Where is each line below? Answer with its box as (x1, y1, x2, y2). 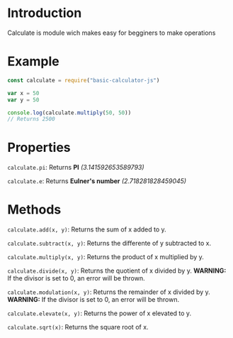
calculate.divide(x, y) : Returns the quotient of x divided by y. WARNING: (7, 266, 227, 275)
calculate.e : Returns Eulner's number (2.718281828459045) (7, 177, 186, 185)
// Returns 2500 (7, 116, 55, 123)
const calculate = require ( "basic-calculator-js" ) (7, 77, 160, 84)
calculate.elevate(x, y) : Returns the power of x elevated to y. (7, 309, 192, 317)
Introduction (7, 5, 82, 21)
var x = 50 (7, 89, 40, 97)
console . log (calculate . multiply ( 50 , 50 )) (7, 109, 132, 116)
